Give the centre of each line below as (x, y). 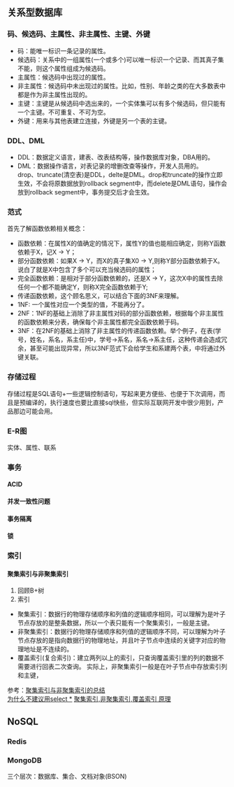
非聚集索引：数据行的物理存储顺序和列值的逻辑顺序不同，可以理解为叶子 (121, 632)
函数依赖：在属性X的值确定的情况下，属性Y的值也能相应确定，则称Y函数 (122, 243)
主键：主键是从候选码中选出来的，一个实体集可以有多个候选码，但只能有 (121, 103)
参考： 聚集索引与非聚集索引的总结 (56, 690)
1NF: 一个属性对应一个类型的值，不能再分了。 (81, 305)
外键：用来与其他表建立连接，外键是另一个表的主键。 (94, 120)
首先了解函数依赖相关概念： (47, 229)
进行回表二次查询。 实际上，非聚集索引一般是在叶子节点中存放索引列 (129, 667)
